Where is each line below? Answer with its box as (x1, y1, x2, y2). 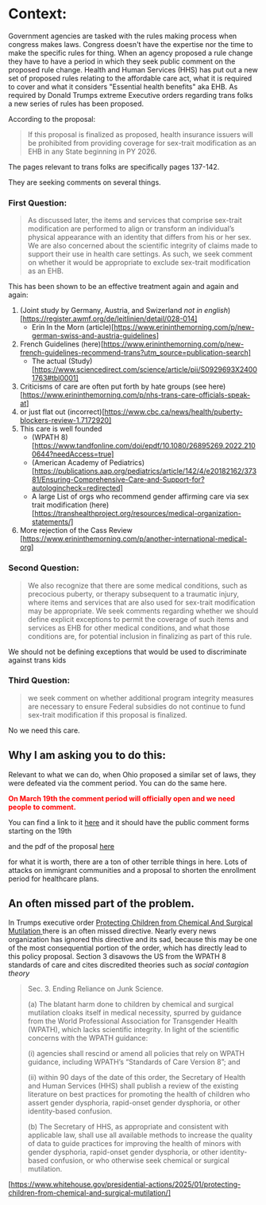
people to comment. (8, 802, 77, 812)
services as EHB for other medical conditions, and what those (27, 623, 230, 632)
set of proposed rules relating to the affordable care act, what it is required (8, 73, 253, 83)
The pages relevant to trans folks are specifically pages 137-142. (8, 162, 220, 171)
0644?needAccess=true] (31, 449, 114, 459)
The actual (31, 356, 67, 366)
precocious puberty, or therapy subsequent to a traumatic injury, (27, 589, 240, 598)
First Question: (8, 197, 67, 208)
